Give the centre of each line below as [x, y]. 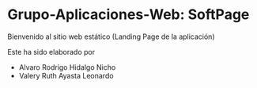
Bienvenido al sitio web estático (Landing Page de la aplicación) [111, 36]
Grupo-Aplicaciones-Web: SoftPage [128, 15]
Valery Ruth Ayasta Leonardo [66, 75]
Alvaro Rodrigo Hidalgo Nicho [67, 67]
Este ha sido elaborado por [51, 52]
